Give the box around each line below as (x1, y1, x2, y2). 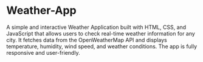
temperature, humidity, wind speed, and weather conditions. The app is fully (6, 43, 198, 50)
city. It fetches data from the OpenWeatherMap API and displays (6, 36, 167, 43)
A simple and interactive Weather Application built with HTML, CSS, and (6, 23, 187, 31)
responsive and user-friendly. (6, 49, 80, 56)
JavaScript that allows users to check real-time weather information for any (6, 29, 196, 37)
